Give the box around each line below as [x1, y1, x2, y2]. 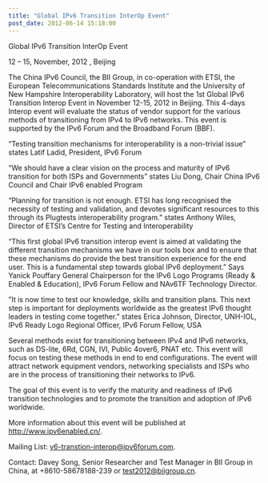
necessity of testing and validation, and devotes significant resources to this [8, 203, 260, 213]
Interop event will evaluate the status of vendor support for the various [8, 106, 242, 116]
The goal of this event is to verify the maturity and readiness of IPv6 [8, 385, 233, 395]
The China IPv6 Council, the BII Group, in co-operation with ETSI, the [8, 72, 235, 82]
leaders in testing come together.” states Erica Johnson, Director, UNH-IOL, [8, 312, 258, 321]
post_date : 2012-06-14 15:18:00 [8, 19, 116, 27]
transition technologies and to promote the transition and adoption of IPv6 [8, 393, 252, 403]
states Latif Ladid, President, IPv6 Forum [8, 147, 142, 157]
